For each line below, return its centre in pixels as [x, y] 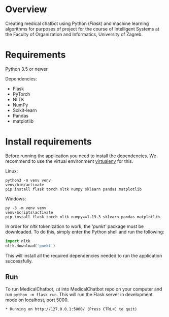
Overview [26, 9]
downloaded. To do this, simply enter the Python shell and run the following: [85, 232]
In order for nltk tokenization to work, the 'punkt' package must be [75, 226]
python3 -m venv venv [28, 180]
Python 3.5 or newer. [27, 69]
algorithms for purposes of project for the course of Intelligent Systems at [82, 28]
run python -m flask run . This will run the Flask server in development [79, 295]
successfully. [19, 261]
